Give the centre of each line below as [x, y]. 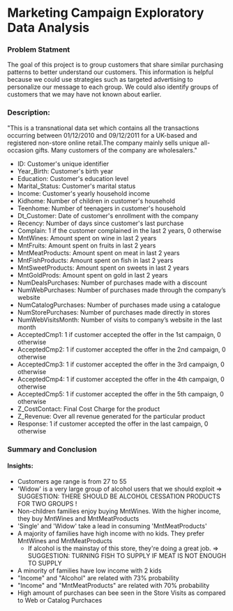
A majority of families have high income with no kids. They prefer [111, 533]
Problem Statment [39, 50]
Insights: [20, 466]
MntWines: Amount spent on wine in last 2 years [87, 238]
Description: [29, 113]
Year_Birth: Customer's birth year [65, 171]
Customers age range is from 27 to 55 [72, 481]
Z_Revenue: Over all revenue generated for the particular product [111, 416]
